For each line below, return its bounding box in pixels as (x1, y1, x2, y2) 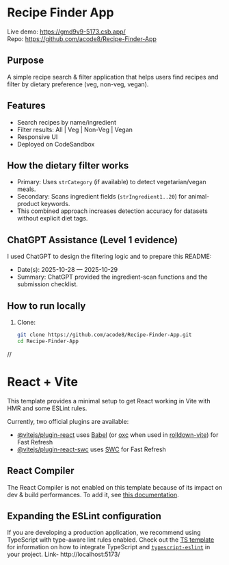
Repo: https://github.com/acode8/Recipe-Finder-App (7, 34, 157, 42)
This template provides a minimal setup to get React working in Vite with (7, 397, 211, 405)
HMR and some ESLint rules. (7, 404, 87, 412)
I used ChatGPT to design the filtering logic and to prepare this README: (7, 252, 212, 261)
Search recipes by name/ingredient (16, 118, 116, 126)
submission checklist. (16, 280, 79, 288)
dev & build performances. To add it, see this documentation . (7, 490, 179, 499)
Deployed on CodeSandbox (16, 140, 95, 148)
